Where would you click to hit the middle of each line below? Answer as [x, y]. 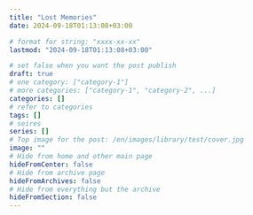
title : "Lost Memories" [53, 17]
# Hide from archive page [57, 173]
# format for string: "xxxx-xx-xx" [75, 42]
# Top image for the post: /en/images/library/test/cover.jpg [126, 140]
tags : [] [25, 115]
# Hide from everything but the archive [85, 189]
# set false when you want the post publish [93, 66]
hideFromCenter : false [51, 165]
